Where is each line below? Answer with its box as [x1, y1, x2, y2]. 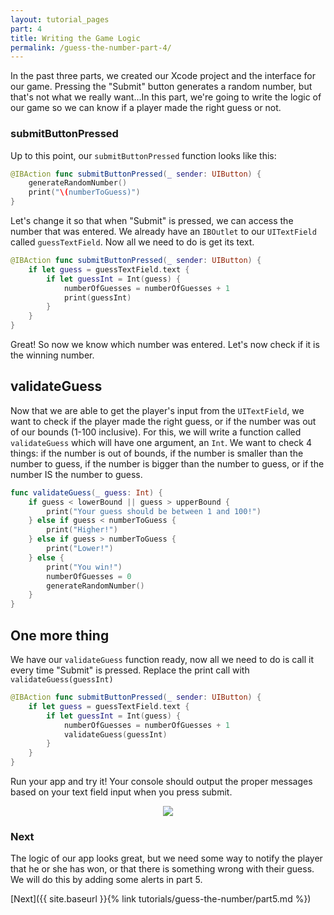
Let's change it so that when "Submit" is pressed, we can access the [10, 215, 294, 227]
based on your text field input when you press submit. [10, 786, 233, 798]
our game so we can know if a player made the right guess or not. [10, 102, 282, 114]
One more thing [10, 627, 110, 644]
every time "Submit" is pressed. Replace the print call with [10, 664, 250, 676]
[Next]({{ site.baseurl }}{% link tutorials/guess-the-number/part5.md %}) [10, 893, 312, 905]
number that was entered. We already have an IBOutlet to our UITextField [10, 226, 317, 238]
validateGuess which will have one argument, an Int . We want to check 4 [10, 436, 313, 448]
